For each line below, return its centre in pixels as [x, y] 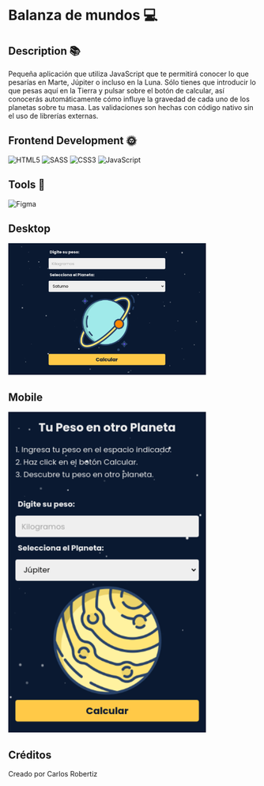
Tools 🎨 [27, 185]
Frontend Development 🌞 [72, 140]
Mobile [26, 397]
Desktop [30, 229]
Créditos [30, 755]
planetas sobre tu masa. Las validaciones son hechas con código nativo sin [131, 107]
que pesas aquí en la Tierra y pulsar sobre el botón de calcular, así [117, 91]
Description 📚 [44, 51]
